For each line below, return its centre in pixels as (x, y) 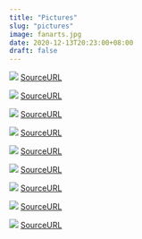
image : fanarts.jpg (46, 34)
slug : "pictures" (42, 26)
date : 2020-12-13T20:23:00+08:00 (71, 43)
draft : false (33, 51)
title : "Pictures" (43, 17)
